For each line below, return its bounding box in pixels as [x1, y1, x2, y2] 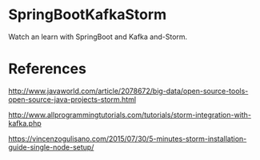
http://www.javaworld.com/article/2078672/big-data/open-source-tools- [8, 86, 249, 96]
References [8, 60, 86, 78]
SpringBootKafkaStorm [8, 6, 167, 24]
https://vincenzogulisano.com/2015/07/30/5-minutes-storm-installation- [8, 134, 247, 143]
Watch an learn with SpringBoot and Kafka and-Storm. [8, 32, 188, 41]
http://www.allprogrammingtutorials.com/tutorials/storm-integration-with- [8, 110, 252, 119]
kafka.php [8, 118, 42, 128]
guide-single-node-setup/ [8, 142, 94, 152]
